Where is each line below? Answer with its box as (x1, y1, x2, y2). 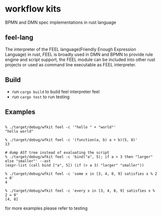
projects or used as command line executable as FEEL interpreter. (5, 62, 137, 67)
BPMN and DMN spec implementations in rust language (5, 19, 116, 25)
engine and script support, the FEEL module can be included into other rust (5, 57, 155, 62)
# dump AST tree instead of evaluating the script (5, 150, 110, 155)
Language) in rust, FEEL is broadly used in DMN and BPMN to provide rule (5, 51, 153, 57)
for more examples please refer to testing (5, 205, 88, 211)
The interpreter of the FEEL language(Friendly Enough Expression (5, 46, 137, 52)
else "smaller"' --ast (5, 159, 51, 164)
